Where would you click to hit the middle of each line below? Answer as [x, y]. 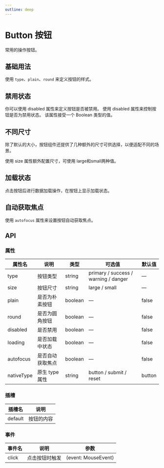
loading [16, 342]
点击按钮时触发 [44, 458]
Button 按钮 [29, 35]
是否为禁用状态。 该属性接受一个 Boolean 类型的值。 [62, 115]
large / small [103, 288]
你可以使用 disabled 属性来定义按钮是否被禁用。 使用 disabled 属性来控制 [79, 109]
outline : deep [20, 10]
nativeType [20, 376]
